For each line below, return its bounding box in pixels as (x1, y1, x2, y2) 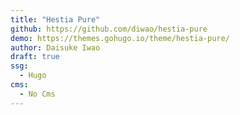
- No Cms (19, 89, 56, 99)
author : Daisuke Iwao (10, 42, 101, 53)
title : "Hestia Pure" (10, 14, 101, 25)
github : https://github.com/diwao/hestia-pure (10, 24, 208, 34)
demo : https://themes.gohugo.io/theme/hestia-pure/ (10, 33, 230, 43)
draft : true (10, 52, 60, 62)
